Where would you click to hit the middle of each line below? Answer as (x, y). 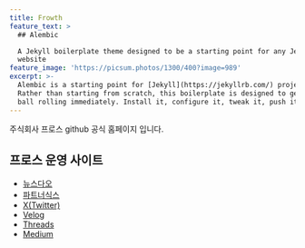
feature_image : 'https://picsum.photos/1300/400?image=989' (126, 68)
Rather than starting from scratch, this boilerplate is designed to (152, 93)
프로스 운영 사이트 (56, 160)
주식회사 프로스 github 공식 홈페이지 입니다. (87, 129)
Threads (38, 224)
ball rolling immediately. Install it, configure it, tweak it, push (152, 102)
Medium (38, 234)
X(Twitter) (41, 205)
